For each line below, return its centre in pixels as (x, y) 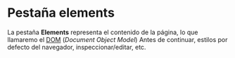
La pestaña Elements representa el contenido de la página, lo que (103, 32)
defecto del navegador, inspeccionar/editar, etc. (77, 47)
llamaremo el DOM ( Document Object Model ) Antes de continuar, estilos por (118, 39)
